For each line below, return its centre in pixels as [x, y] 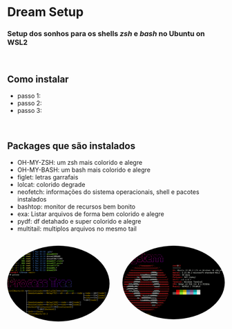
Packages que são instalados [71, 146]
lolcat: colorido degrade [51, 185]
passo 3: [30, 111]
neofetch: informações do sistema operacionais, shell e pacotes [108, 192]
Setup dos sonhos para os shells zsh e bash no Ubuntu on [106, 34]
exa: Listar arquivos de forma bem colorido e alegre [90, 214]
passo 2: [30, 103]
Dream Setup [46, 12]
